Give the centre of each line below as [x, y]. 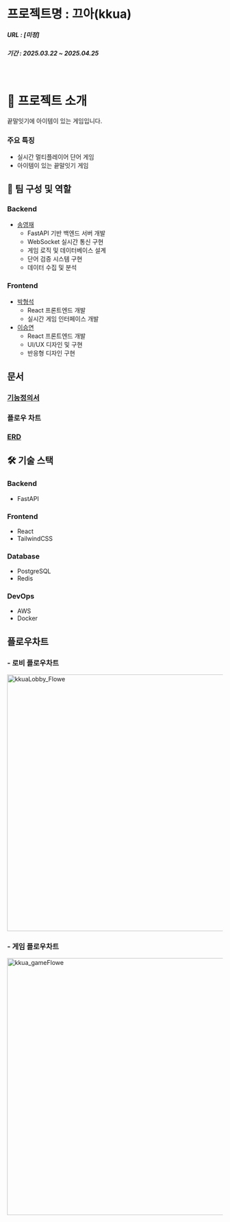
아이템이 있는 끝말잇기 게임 [53, 165]
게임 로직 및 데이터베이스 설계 [66, 250]
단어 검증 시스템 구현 [55, 259]
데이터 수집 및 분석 [52, 267]
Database [23, 556]
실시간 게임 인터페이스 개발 [63, 319]
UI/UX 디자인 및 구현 [55, 344]
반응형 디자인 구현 [51, 353]
